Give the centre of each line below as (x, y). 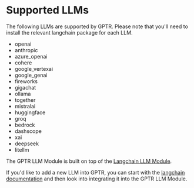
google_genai (31, 75)
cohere (23, 63)
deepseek (27, 143)
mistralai (25, 106)
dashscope (28, 131)
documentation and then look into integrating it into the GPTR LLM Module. (97, 179)
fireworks (26, 81)
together (25, 100)
